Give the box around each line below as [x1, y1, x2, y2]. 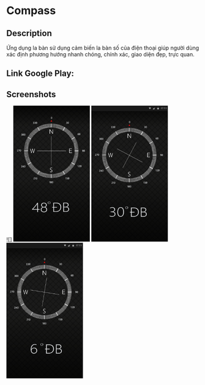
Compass [6, 4, 56, 18]
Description [6, 28, 52, 38]
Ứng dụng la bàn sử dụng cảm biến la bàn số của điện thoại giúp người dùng [6, 44, 199, 51]
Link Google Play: [6, 68, 75, 79]
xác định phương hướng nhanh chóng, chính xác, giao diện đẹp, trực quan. [6, 51, 195, 58]
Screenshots [6, 89, 56, 100]
